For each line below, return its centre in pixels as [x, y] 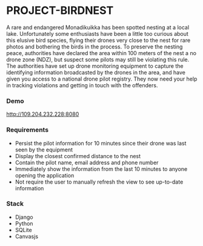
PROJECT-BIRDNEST [60, 11]
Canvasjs [26, 236]
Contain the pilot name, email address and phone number [87, 162]
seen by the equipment [44, 150]
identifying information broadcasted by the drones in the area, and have [96, 72]
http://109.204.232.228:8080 [43, 114]
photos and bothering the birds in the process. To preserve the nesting [95, 47]
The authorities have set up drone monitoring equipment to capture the [95, 66]
